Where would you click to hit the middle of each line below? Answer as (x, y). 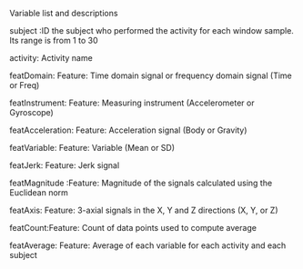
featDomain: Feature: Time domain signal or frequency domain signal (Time (151, 75)
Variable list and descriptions (64, 13)
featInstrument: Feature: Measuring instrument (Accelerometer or (132, 103)
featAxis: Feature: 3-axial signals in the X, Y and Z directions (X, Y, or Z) (144, 210)
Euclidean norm (39, 193)
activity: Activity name (51, 58)
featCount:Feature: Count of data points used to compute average (133, 228)
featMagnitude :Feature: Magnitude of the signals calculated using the (141, 183)
